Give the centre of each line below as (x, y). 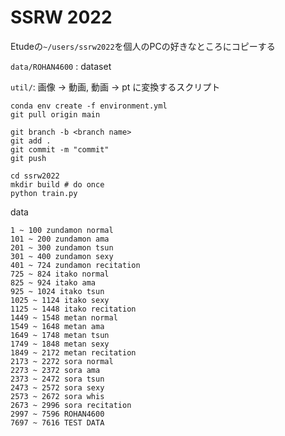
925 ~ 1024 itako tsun (57, 291)
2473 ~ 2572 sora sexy (57, 387)
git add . (31, 141)
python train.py (44, 193)
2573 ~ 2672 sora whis (57, 396)
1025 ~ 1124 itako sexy (60, 300)
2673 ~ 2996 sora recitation (71, 405)
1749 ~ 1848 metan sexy (60, 344)
